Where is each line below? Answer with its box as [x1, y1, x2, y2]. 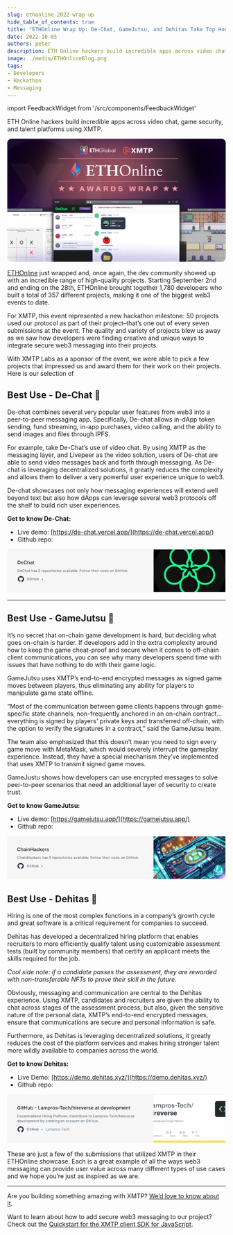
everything [7, 716, 38, 725]
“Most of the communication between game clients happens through [7, 702, 204, 710]
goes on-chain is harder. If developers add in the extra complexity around [7, 638, 218, 646]
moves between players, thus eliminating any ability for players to [7, 681, 194, 689]
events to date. [7, 298, 50, 306]
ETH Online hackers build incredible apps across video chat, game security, [7, 118, 224, 126]
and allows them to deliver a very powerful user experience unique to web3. [7, 472, 225, 481]
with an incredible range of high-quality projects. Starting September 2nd [7, 276, 217, 284]
